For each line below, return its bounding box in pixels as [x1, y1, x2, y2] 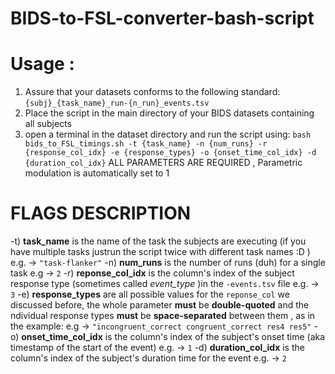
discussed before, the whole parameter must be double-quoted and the [10, 299, 310, 311]
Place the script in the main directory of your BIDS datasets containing [24, 107, 315, 119]
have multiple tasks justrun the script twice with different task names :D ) [10, 246, 311, 258]
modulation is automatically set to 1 [24, 167, 170, 179]
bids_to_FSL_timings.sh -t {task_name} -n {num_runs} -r [24, 139, 268, 149]
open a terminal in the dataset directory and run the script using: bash [24, 128, 312, 141]
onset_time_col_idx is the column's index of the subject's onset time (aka [21, 331, 326, 343]
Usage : [10, 53, 75, 76]
